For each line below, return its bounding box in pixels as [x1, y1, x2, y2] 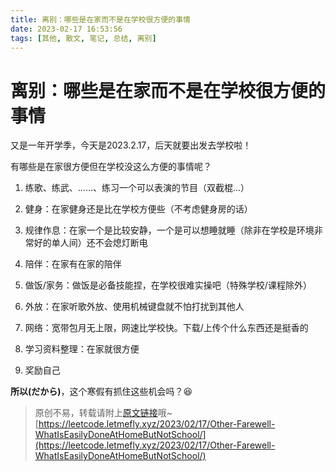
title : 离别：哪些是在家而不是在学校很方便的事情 [10, 14, 191, 25]
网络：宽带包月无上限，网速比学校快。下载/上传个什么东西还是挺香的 [24, 322, 309, 334]
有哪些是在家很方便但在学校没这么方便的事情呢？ [10, 161, 212, 173]
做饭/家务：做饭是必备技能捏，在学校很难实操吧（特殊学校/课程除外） [24, 279, 312, 291]
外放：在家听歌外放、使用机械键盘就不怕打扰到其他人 [24, 301, 245, 313]
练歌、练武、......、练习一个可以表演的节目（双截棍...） [24, 182, 250, 194]
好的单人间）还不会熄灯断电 [33, 237, 148, 249]
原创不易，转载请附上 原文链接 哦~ [34, 407, 173, 419]
